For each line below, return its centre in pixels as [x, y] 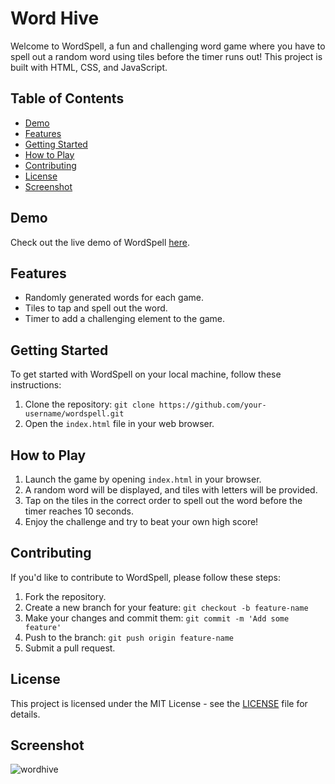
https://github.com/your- [212, 405]
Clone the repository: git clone [89, 404]
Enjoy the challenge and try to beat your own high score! [141, 521]
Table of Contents [67, 98]
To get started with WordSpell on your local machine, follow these [146, 374]
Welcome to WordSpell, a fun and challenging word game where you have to [168, 46]
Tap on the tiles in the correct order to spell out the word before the [163, 500]
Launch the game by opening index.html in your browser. [143, 479]
